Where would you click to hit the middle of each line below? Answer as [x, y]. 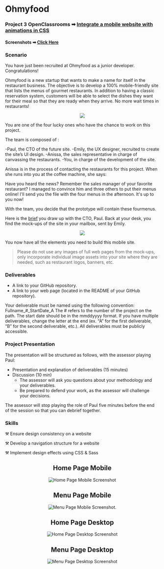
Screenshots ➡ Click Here [32, 42]
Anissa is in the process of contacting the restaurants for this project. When [81, 169]
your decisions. [35, 396]
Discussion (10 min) [32, 375]
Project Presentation [30, 344]
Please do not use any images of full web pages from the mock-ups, [86, 252]
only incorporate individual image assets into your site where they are [87, 257]
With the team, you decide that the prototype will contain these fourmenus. [81, 209]
